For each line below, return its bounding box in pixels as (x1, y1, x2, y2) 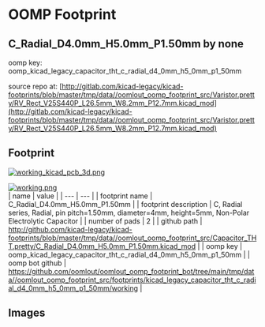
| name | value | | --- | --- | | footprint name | (8, 191, 153, 201)
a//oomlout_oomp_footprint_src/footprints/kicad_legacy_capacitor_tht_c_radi (8, 275, 256, 284)
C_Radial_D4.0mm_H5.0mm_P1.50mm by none (8, 37, 244, 51)
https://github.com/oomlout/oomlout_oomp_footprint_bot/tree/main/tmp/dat (8, 266, 255, 276)
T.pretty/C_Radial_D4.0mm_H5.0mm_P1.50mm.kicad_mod (8, 241, 196, 250)
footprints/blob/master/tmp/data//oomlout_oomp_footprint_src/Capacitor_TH (8, 233, 257, 242)
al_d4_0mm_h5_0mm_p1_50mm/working (8, 283, 139, 293)
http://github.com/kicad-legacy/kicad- (8, 224, 132, 234)
